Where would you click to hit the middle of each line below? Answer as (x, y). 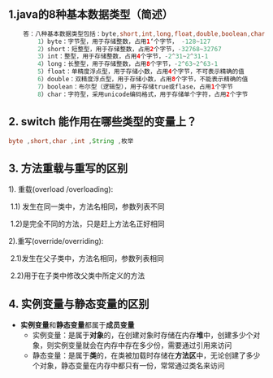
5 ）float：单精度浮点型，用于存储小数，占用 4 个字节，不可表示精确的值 (141, 72)
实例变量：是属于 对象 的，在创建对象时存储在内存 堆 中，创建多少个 (143, 335)
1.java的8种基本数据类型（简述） (91, 15)
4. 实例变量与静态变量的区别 (79, 304)
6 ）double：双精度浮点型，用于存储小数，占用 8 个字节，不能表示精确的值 (143, 80)
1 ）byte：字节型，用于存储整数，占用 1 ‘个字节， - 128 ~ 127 (124, 41)
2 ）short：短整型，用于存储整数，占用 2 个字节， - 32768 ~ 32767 (130, 49)
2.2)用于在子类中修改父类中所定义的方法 (78, 276)
